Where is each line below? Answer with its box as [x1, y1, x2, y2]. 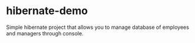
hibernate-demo [6, 4, 88, 18]
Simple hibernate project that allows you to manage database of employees [6, 24, 190, 31]
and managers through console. [6, 29, 84, 37]
